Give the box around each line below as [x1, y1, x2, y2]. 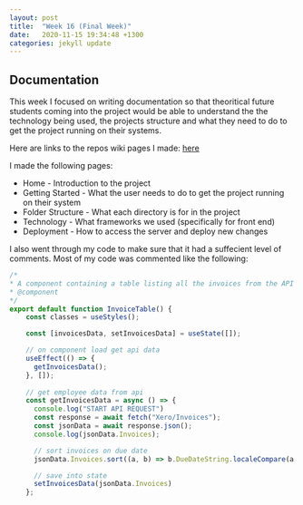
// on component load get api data [25, 345, 161, 354]
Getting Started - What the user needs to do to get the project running [22, 188, 285, 199]
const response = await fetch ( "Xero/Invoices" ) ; [33, 413, 221, 422]
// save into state [33, 471, 107, 481]
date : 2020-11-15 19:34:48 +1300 [9, 30, 144, 39]
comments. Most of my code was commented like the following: [9, 253, 249, 264]
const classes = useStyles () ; [25, 313, 141, 322]
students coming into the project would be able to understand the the [9, 106, 269, 117]
